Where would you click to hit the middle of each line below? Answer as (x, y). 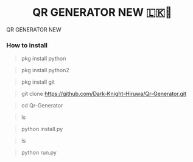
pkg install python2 (45, 70)
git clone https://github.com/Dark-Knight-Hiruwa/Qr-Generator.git (104, 94)
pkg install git (38, 82)
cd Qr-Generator (42, 106)
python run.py (39, 153)
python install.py (42, 129)
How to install (27, 45)
